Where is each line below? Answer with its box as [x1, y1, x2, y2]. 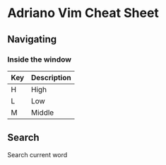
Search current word [7, 150, 68, 159]
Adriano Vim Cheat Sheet [7, 5, 159, 21]
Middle [30, 108, 54, 118]
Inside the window [7, 55, 72, 64]
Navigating [7, 33, 57, 45]
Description [30, 72, 72, 82]
